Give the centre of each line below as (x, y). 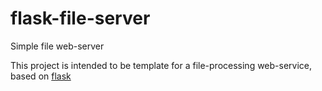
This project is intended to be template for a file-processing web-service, (161, 65)
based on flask (41, 76)
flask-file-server (80, 18)
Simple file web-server (57, 46)
